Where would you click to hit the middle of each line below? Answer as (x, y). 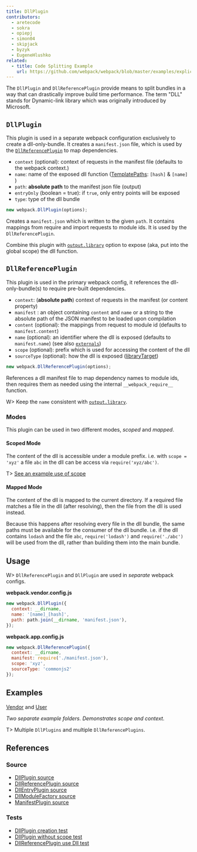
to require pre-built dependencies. (84, 288)
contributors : (23, 17)
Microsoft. (18, 107)
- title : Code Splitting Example (52, 66)
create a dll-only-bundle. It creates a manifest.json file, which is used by (94, 144)
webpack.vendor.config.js (39, 593)
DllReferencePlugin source (47, 784)
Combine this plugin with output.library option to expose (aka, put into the (97, 245)
